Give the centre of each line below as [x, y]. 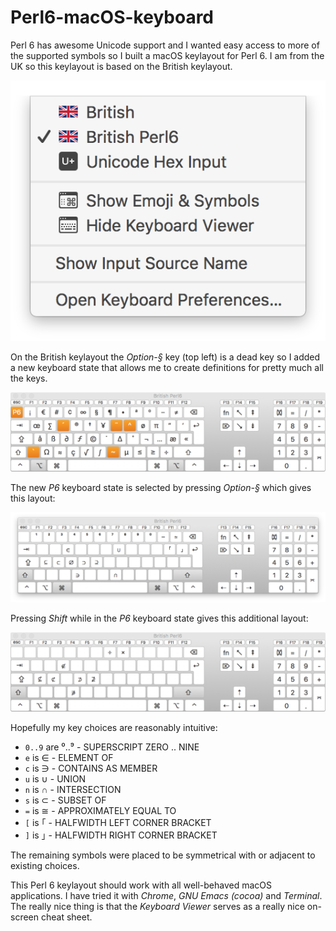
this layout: [33, 498]
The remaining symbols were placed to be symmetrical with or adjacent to [163, 855]
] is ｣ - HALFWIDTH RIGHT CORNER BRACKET [121, 835]
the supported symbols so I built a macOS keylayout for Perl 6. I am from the [167, 55]
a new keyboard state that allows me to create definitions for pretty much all [167, 368]
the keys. [29, 378]
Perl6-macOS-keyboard [112, 17]
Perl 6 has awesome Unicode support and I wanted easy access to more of [165, 45]
